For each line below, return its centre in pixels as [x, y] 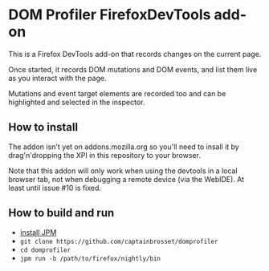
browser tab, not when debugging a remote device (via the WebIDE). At [126, 179]
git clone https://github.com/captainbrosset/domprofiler [119, 241]
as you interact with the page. [57, 78]
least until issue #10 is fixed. [55, 188]
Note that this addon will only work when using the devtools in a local [123, 171]
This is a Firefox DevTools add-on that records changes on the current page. [135, 54]
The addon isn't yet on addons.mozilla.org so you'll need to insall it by [124, 147]
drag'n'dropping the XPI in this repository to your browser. [104, 155]
